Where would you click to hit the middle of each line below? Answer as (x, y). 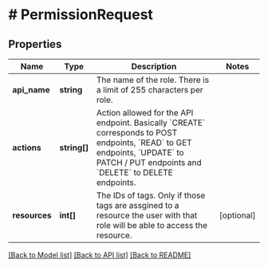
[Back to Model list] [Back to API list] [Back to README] (100, 255)
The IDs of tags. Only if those (151, 195)
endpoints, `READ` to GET (144, 143)
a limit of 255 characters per (150, 90)
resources (32, 215)
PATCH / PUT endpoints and (149, 163)
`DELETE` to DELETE (134, 173)
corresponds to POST (137, 133)
